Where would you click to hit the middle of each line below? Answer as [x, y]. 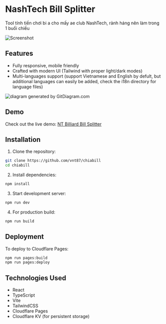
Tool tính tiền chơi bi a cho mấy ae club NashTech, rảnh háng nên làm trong [82, 23]
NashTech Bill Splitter [50, 9]
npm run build [20, 221]
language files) [28, 87]
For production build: [34, 212]
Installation [23, 140]
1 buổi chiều [17, 28]
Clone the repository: [34, 152]
